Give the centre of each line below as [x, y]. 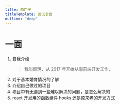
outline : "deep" [21, 19]
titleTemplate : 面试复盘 [29, 14]
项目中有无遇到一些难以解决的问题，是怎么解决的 [61, 92]
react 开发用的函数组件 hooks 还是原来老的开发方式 [63, 98]
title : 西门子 [18, 10]
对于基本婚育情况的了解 [35, 80]
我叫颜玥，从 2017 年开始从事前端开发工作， [69, 69]
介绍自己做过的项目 [31, 85]
